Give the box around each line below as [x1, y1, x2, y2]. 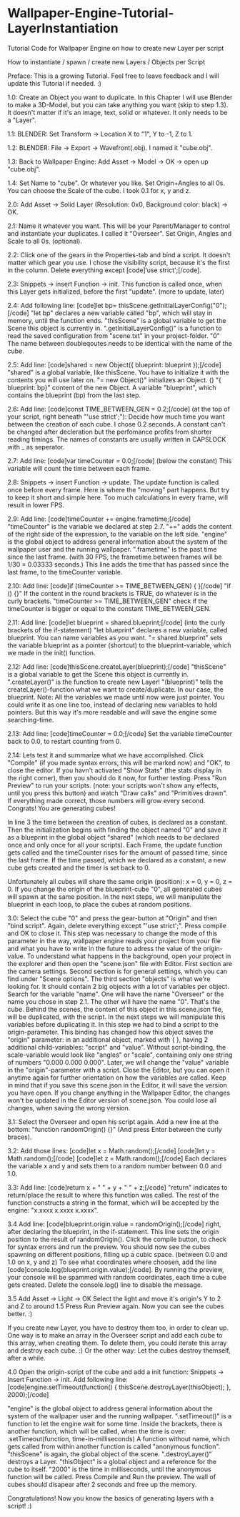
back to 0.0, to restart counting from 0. [7, 737, 121, 745]
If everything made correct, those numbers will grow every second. [7, 796, 206, 805]
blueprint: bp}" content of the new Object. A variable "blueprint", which [7, 383, 216, 392]
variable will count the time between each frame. [7, 464, 151, 472]
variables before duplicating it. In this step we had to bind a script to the [7, 1020, 219, 1028]
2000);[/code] [7, 1390, 49, 1398]
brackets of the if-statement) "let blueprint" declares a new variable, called [7, 625, 228, 634]
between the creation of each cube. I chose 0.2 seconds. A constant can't [7, 419, 226, 428]
